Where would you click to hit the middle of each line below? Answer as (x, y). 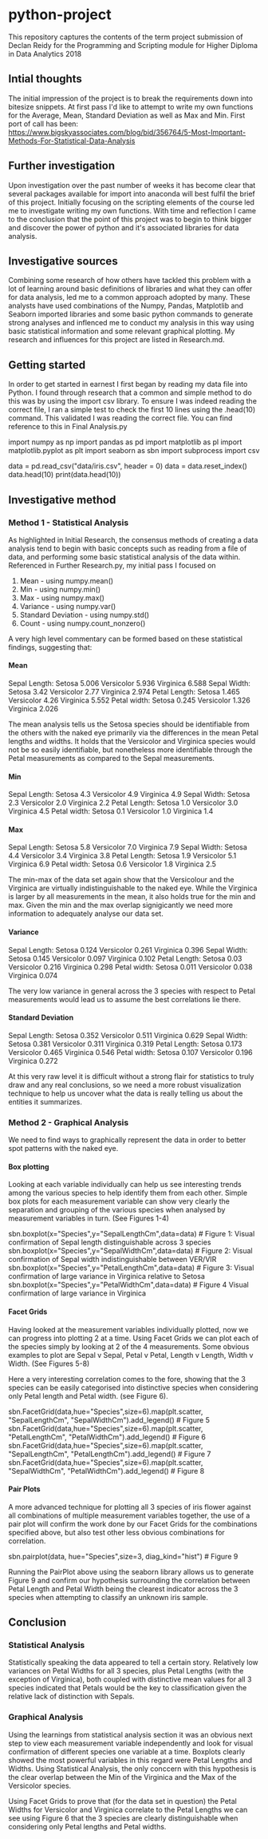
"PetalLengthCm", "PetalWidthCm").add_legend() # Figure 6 (107, 1437)
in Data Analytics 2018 (45, 54)
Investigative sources (63, 261)
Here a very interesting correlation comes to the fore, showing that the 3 (127, 1379)
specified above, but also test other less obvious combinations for (116, 1532)
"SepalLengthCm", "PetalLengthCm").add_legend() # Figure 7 (110, 1454)
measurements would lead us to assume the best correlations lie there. (125, 999)
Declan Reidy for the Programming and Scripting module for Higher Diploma (133, 45)
